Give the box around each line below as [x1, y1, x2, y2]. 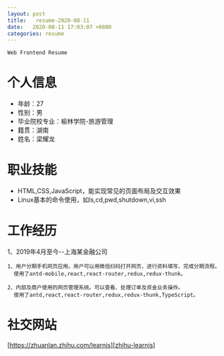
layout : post [7, 10, 46, 18]
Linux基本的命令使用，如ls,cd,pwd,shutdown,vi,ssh [17, 195, 167, 204]
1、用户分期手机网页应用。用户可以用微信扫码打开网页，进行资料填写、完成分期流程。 [7, 263, 220, 270]
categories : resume [7, 30, 65, 37]
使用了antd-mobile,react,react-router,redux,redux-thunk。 [13, 271, 187, 278]
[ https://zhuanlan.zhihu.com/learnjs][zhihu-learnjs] [7, 341, 156, 349]
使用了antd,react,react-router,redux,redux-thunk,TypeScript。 [13, 292, 199, 299]
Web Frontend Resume [7, 49, 68, 56]
